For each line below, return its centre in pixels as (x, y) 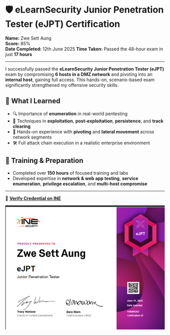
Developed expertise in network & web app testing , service (75, 178)
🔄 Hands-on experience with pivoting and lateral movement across (83, 131)
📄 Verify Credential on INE (33, 198)
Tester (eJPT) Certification (63, 24)
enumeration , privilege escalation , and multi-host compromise (80, 184)
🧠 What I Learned (33, 101)
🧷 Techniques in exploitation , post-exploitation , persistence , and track (88, 121)
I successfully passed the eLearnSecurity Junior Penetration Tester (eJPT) (85, 69)
